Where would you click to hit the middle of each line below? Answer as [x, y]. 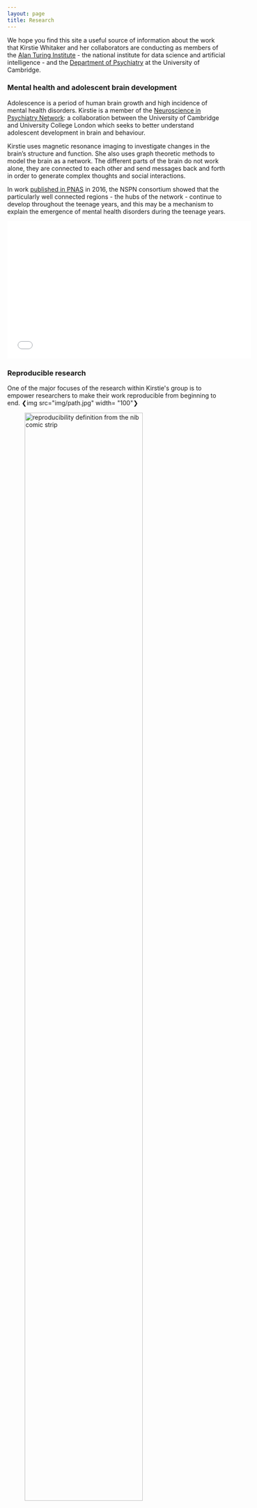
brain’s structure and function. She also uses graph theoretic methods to [111, 153]
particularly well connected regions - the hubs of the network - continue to [115, 197]
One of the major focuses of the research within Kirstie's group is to [104, 389]
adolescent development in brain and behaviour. [77, 133]
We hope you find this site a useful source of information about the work [111, 40]
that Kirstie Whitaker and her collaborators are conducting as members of [113, 47]
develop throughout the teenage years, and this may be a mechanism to [110, 204]
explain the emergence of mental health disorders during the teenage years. [117, 211]
